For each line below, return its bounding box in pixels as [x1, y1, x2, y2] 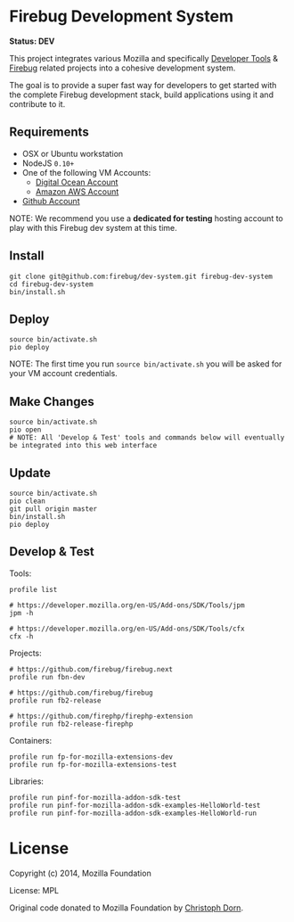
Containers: [9, 735, 52, 745]
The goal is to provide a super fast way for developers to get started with [9, 79, 277, 90]
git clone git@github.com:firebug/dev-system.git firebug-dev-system [9, 272, 274, 281]
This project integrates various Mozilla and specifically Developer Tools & [9, 53, 279, 63]
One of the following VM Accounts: [21, 167, 151, 177]
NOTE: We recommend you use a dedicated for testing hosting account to [9, 212, 283, 224]
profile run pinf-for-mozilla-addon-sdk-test [9, 793, 181, 802]
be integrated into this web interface [9, 441, 158, 450]
